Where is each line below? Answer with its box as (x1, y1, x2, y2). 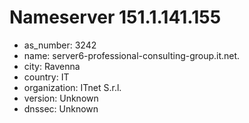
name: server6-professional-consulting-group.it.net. (23, 49, 241, 61)
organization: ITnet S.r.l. (23, 81, 122, 93)
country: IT (23, 71, 70, 83)
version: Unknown (23, 92, 99, 104)
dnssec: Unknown (23, 102, 99, 115)
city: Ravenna (23, 60, 81, 72)
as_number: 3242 (23, 39, 97, 51)
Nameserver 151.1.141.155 (9, 6, 222, 29)
